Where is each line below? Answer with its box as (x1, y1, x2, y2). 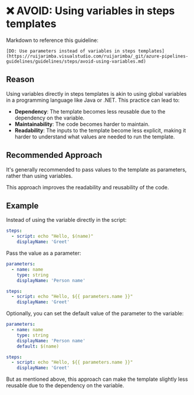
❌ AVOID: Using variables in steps (6, 4, 175, 18)
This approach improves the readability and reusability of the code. (6, 183, 169, 190)
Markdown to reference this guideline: (6, 37, 99, 44)
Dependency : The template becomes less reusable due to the (14, 108, 166, 115)
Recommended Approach (6, 150, 103, 160)
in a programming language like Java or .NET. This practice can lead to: (6, 96, 180, 103)
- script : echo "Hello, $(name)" (11, 234, 94, 239)
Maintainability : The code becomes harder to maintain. (14, 120, 150, 128)
